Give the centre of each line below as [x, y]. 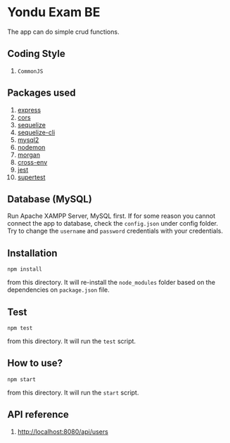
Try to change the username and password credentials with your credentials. [115, 231]
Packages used [41, 93]
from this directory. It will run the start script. [73, 392]
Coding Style [36, 54]
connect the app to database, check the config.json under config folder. [113, 224]
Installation [32, 253]
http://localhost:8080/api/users [63, 431]
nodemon [31, 147]
